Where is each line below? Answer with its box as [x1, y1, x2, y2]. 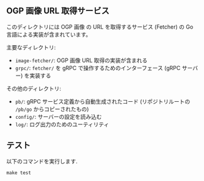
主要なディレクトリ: [6, 43, 56, 51]
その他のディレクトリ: [6, 85, 62, 92]
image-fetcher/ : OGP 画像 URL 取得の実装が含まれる [15, 57, 148, 64]
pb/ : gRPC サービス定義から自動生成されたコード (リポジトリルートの [15, 98, 191, 105]
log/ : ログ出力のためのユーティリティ [15, 121, 109, 128]
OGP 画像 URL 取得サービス [6, 5, 110, 16]
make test [6, 169, 32, 176]
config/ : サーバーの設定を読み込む [15, 113, 102, 120]
